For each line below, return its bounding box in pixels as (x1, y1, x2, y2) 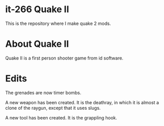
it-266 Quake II (5, 4, 70, 15)
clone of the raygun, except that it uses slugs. (5, 105, 101, 111)
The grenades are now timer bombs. (5, 89, 82, 96)
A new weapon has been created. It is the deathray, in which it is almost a (5, 99, 159, 105)
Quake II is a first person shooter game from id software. (5, 55, 123, 61)
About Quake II (5, 38, 70, 50)
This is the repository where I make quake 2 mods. (5, 20, 111, 26)
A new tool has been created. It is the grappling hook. (5, 114, 118, 120)
